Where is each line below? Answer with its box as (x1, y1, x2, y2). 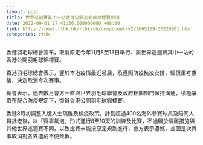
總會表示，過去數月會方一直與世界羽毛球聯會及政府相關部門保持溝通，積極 (6, 89, 192, 97)
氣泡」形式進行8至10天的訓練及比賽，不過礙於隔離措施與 (53, 117, 195, 124)
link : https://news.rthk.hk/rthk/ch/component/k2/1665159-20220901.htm (6, 25, 190, 32)
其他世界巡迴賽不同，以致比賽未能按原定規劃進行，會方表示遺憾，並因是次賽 (6, 125, 197, 132)
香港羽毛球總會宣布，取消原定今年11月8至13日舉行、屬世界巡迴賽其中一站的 (6, 49, 195, 56)
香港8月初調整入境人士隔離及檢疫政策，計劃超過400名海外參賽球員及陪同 (6, 110, 189, 117)
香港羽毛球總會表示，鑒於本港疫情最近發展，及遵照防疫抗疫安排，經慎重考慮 (6, 69, 197, 76)
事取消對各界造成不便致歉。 (6, 132, 76, 140)
